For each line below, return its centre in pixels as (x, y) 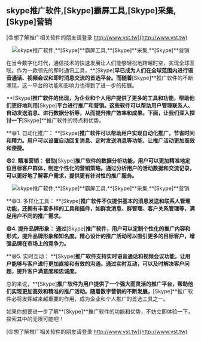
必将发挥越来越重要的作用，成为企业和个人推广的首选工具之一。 (90, 299)
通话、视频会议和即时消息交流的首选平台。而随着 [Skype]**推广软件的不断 (102, 78)
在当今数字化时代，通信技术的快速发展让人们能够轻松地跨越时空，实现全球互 (100, 63)
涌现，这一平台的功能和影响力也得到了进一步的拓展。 (72, 85)
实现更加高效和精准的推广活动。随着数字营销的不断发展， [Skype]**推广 (100, 291)
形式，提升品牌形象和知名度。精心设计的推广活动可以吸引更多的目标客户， (98, 236)
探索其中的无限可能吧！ (35, 319)
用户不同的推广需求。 (37, 216)
